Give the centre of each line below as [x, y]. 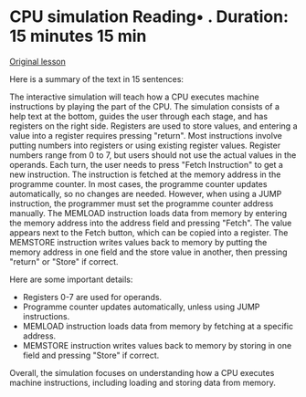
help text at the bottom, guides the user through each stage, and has [138, 116]
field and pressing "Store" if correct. [91, 355]
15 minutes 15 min [78, 36]
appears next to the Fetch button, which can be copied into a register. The [149, 232]
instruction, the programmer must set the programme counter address [142, 204]
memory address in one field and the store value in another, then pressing [148, 252]
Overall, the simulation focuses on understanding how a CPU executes [142, 372]
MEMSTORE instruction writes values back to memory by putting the [138, 242]
